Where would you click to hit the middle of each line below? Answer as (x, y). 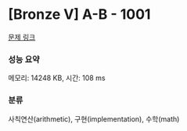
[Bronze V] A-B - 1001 (79, 15)
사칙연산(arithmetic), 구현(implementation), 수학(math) (94, 118)
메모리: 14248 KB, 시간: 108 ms (57, 78)
